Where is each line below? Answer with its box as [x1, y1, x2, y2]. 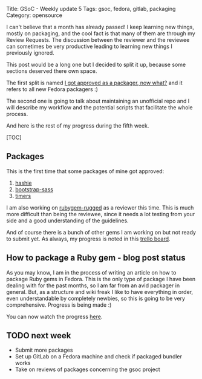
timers [15, 192, 31, 199]
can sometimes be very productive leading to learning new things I [6, 43, 172, 50]
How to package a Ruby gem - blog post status [6, 253, 186, 263]
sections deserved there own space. [6, 67, 97, 75]
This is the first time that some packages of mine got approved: [6, 167, 165, 175]
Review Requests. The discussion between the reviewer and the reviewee [6, 36, 190, 43]
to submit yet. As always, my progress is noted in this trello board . [6, 235, 171, 242]
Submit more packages [15, 346, 73, 354]
